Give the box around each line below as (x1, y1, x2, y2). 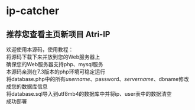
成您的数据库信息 (6, 83, 48, 90)
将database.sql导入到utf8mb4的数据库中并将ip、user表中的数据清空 (6, 90, 172, 97)
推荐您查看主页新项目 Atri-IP (6, 29, 110, 39)
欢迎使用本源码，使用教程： (6, 46, 74, 53)
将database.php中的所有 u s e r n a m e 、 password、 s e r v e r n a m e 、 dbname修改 (6, 76, 189, 82)
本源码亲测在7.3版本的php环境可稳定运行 (6, 68, 105, 75)
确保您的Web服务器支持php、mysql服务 (6, 61, 103, 67)
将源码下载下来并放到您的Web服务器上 (6, 53, 100, 60)
